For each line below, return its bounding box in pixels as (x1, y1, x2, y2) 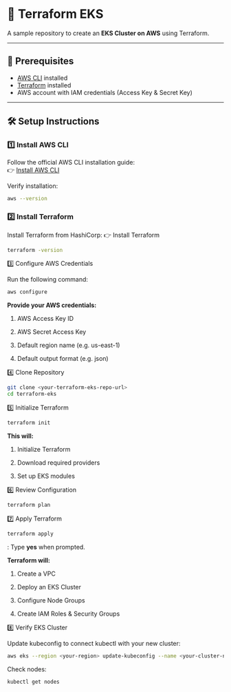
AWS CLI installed (16, 74, 68, 82)
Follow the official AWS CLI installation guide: (7, 158, 135, 167)
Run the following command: (7, 275, 88, 284)
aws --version (7, 196, 48, 202)
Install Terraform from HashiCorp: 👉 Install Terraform (7, 231, 160, 239)
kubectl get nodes (7, 678, 60, 685)
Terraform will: (7, 556, 50, 564)
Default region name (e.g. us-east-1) (16, 341, 120, 350)
